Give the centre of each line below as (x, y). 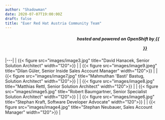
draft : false (18, 19)
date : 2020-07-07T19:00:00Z (34, 14)
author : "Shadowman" (26, 10)
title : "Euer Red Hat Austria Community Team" (53, 23)
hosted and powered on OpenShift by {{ (118, 39)
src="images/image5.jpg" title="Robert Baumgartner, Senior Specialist (76, 92)
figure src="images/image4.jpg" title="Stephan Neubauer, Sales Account (79, 107)
